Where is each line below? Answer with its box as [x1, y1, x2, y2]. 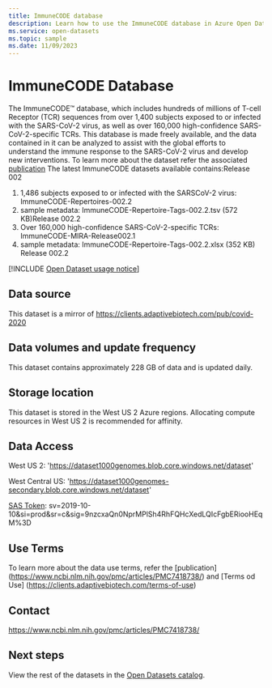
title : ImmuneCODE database [8, 11, 104, 20]
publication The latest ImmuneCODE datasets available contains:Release [8, 164, 250, 174]
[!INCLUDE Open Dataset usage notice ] [8, 264, 140, 274]
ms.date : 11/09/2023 [8, 42, 79, 50]
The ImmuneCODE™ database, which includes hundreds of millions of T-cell [8, 104, 261, 113]
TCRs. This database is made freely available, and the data [60, 130, 257, 139]
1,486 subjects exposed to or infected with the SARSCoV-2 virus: [19, 188, 237, 198]
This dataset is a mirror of [8, 308, 95, 318]
